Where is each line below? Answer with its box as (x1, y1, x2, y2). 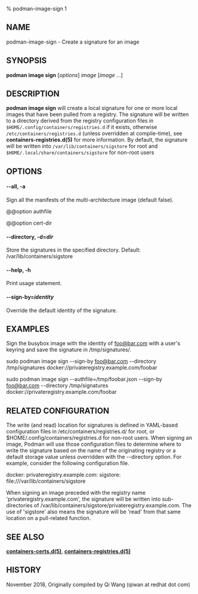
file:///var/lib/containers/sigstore (6, 477, 86, 485)
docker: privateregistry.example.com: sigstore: (6, 471, 121, 479)
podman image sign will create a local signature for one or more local (6, 105, 178, 112)
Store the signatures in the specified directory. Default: (6, 246, 141, 253)
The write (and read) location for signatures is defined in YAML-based (6, 421, 178, 429)
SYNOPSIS (6, 56, 47, 66)
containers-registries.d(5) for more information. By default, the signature (6, 136, 188, 143)
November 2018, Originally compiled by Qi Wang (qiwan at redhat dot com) (6, 581, 191, 588)
